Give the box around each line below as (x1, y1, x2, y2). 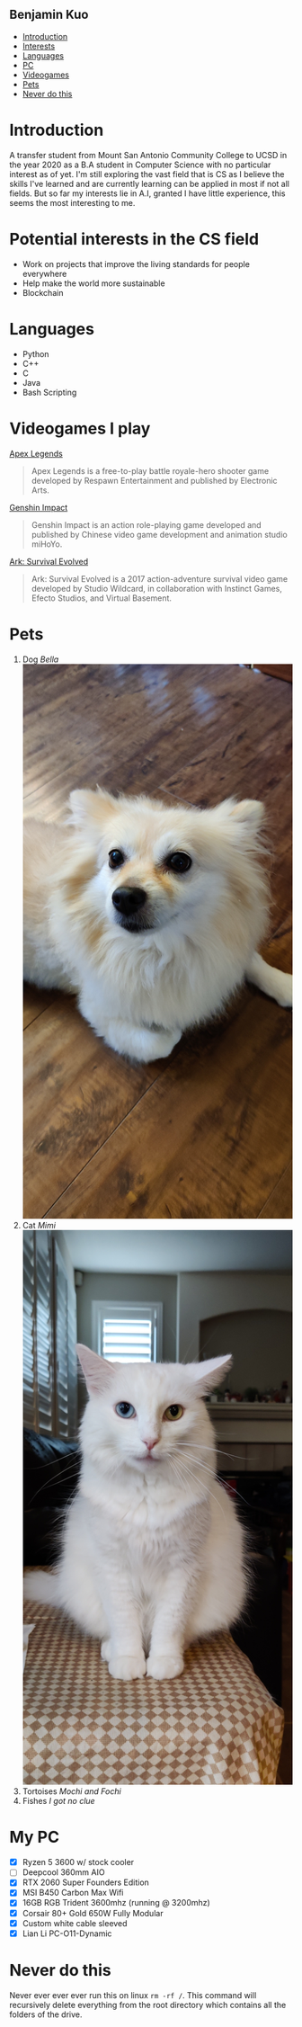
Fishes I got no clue (22, 1796, 96, 1807)
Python (22, 348, 49, 359)
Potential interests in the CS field (9, 228, 259, 249)
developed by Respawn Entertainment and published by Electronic (31, 475, 278, 486)
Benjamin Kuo (9, 7, 89, 22)
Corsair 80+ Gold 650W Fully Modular (22, 1907, 164, 1918)
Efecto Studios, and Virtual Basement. (31, 593, 173, 603)
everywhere (22, 268, 67, 279)
